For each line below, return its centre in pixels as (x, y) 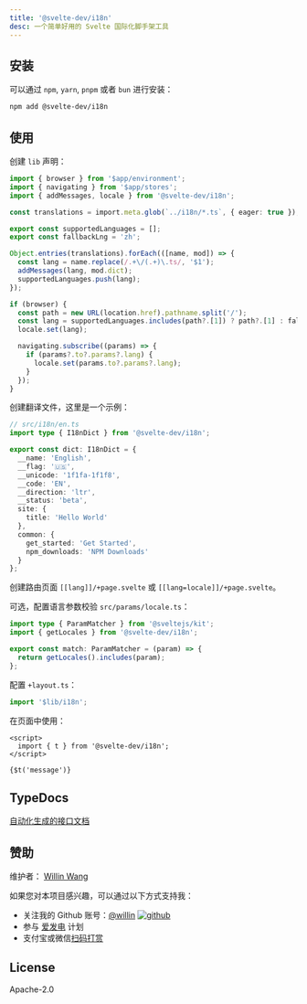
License (32, 967)
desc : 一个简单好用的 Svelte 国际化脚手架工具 (89, 27)
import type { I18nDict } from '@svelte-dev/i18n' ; (110, 433)
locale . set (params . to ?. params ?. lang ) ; (107, 363)
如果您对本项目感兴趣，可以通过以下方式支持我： (101, 896)
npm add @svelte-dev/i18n (58, 107)
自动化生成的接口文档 (49, 821)
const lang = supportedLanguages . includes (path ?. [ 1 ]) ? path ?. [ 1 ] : (151, 321)
